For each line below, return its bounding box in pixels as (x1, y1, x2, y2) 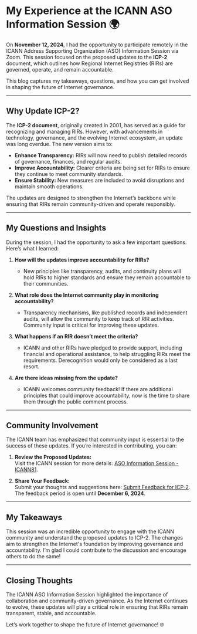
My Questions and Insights (6, 223, 107, 233)
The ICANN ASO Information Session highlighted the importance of (6, 591, 168, 598)
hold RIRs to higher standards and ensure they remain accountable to (23, 274, 191, 281)
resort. (23, 362, 40, 370)
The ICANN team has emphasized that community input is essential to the (6, 436, 185, 443)
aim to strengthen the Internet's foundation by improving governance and (6, 541, 184, 548)
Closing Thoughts (6, 575, 73, 585)
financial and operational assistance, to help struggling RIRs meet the (23, 350, 191, 357)
